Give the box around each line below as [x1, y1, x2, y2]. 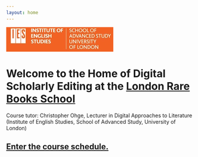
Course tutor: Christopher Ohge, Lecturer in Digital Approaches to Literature [6, 112, 193, 119]
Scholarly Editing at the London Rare [6, 79, 190, 93]
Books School [6, 92, 76, 105]
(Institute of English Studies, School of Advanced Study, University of [6, 118, 177, 125]
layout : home [6, 10, 39, 15]
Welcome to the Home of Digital [6, 67, 166, 80]
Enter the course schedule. [6, 142, 109, 152]
